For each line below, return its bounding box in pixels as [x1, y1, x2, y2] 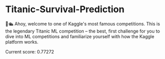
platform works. [5, 39, 39, 45]
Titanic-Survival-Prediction [5, 4, 125, 15]
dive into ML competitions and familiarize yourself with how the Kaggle [5, 33, 155, 39]
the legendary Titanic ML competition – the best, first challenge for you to [5, 28, 160, 34]
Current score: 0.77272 [5, 48, 55, 54]
